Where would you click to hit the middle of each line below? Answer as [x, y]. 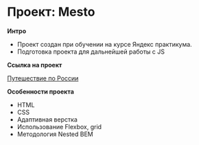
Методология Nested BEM [55, 134]
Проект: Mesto [51, 12]
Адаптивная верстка [47, 119]
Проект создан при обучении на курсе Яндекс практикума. [104, 44]
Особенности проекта [40, 91]
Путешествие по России [43, 78]
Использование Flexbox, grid [59, 126]
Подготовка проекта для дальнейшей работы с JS [91, 52]
